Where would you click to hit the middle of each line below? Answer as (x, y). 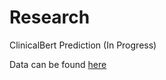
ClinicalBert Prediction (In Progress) (83, 45)
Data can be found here (58, 64)
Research (50, 17)
